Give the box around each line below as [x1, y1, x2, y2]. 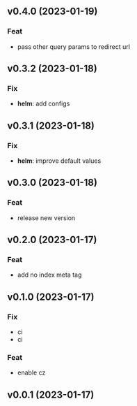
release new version [17, 213, 76, 222]
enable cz [17, 368, 46, 377]
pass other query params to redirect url [17, 42, 131, 51]
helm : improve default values [17, 157, 102, 165]
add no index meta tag [17, 270, 82, 279]
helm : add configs [17, 99, 70, 108]
